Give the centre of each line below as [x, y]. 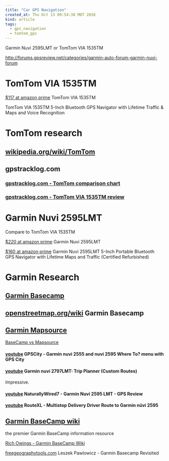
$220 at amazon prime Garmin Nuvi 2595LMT [53, 241]
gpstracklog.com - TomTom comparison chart [63, 183]
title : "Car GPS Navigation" [36, 10]
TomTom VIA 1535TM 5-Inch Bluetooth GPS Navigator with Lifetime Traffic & [84, 107]
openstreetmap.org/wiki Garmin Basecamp [75, 313]
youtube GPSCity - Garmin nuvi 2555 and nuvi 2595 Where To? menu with [84, 354]
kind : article [20, 19]
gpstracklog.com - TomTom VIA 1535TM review [65, 197]
